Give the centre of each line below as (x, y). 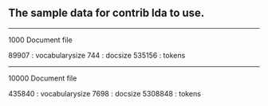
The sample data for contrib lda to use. (106, 13)
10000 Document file (43, 78)
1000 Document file (41, 40)
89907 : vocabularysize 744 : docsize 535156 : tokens (97, 55)
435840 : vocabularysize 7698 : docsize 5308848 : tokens (105, 93)
